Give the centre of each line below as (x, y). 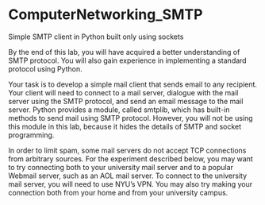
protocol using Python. (45, 68)
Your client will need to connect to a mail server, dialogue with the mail (123, 92)
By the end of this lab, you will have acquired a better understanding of (124, 52)
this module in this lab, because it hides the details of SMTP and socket (125, 126)
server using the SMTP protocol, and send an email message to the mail (126, 101)
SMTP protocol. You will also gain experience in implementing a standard (128, 60)
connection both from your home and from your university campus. (118, 192)
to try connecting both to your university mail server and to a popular (121, 167)
